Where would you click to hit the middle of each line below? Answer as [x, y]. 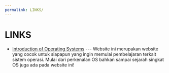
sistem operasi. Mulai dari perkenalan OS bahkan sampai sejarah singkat [88, 59]
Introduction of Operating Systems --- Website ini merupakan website [85, 49]
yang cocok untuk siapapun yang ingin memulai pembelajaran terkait [84, 54]
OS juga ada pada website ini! [43, 65]
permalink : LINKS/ [24, 10]
